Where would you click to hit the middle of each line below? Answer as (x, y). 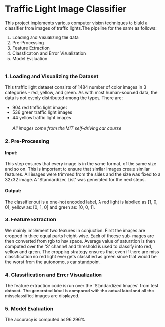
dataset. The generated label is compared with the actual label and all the (80, 291)
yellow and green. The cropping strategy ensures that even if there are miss (82, 251)
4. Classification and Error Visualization (54, 275)
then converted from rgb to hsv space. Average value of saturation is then (80, 241)
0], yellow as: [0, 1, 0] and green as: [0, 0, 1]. (50, 207)
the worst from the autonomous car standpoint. (53, 262)
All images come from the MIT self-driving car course (67, 128)
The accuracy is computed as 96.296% (45, 320)
